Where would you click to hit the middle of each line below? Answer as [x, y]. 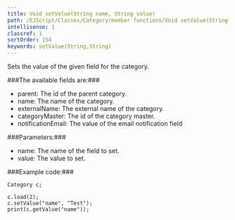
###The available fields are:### [53, 80]
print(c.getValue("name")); [49, 209]
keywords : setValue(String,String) [59, 46]
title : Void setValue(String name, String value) [82, 14]
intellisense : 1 [31, 27]
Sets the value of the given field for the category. [78, 66]
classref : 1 [25, 33]
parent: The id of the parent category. [72, 93]
